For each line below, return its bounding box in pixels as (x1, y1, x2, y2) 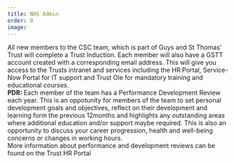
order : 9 (7, 17, 33, 24)
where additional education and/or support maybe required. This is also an (7, 119, 226, 127)
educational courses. (7, 81, 69, 90)
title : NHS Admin (7, 10, 59, 18)
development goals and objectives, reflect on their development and (7, 104, 208, 112)
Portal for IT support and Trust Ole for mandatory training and (22, 73, 204, 82)
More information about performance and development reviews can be (7, 142, 216, 150)
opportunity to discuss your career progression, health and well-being (7, 126, 214, 135)
